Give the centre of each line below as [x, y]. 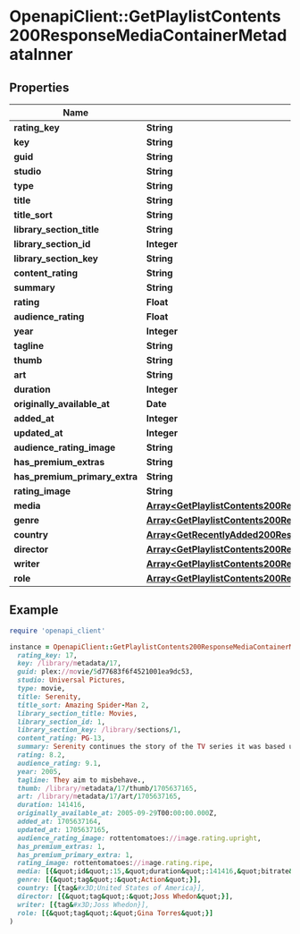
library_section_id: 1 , [61, 722]
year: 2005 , [40, 771]
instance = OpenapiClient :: [62, 647]
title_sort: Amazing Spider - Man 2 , [83, 705]
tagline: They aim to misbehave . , [81, 780]
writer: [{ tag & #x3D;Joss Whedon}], [83, 904]
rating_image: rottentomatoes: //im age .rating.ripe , [116, 863]
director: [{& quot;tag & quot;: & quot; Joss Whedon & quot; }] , [125, 896]
